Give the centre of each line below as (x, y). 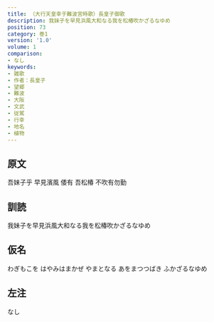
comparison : (25, 54)
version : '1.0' (30, 41)
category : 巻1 (28, 34)
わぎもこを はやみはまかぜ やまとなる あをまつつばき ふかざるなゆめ (107, 269)
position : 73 (27, 27)
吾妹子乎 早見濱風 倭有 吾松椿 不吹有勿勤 (67, 182)
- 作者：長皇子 (27, 80)
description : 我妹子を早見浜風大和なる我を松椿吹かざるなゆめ (89, 21)
